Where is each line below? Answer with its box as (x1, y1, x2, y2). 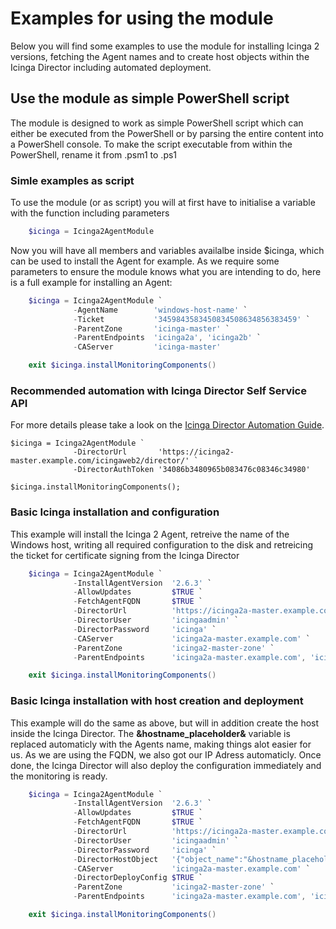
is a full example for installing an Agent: (10, 276, 173, 288)
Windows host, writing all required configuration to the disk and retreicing (10, 538, 314, 551)
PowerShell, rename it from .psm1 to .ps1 (10, 148, 178, 161)
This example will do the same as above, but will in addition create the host (10, 717, 320, 729)
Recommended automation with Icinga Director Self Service (10, 383, 307, 397)
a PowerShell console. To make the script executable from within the (10, 138, 293, 150)
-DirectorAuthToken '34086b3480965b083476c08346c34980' (73, 465, 311, 475)
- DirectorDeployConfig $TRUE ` (73, 873, 203, 883)
